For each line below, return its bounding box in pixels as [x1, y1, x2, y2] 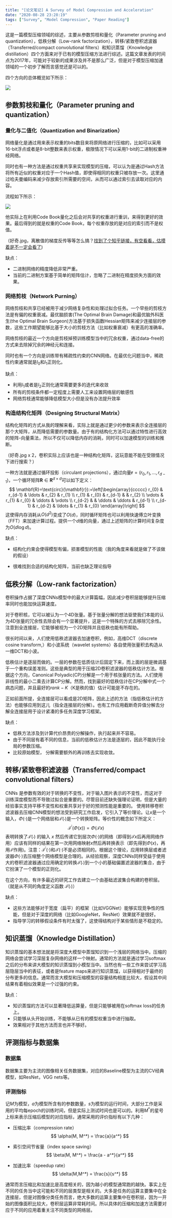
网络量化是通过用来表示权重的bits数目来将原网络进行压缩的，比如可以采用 [5, 139, 161, 146]
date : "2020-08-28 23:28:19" [5, 12, 68, 17]
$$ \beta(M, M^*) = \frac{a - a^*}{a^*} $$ [46, 1151, 134, 1158]
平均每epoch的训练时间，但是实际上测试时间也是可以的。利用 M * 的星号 [14, 1106, 164, 1113]
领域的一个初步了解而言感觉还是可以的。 [5, 64, 91, 70]
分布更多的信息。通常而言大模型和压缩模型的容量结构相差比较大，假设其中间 [5, 974, 167, 980]
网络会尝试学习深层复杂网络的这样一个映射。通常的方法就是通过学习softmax [5, 955, 166, 961]
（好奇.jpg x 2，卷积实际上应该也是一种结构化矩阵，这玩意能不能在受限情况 [5, 452, 165, 459]
